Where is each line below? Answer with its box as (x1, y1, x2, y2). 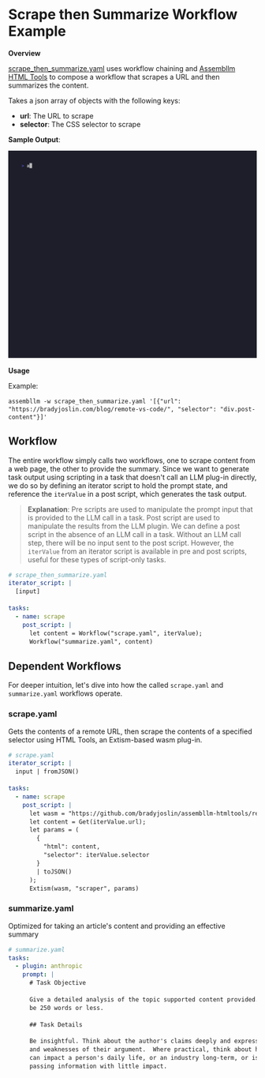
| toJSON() (36, 867, 73, 876)
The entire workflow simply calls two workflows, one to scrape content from (8, 456, 256, 465)
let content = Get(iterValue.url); (28, 817, 147, 826)
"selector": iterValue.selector (43, 851, 150, 859)
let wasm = (28, 809, 65, 817)
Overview (8, 48, 41, 58)
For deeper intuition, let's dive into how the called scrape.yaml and (8, 681, 224, 690)
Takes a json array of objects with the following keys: (8, 96, 181, 105)
